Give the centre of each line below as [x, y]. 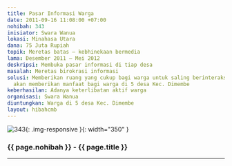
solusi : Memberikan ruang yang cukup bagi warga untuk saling [98, 77]
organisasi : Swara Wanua [43, 97]
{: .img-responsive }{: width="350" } [77, 129]
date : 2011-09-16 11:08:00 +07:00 [57, 20]
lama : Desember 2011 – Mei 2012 [54, 59]
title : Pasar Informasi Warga [51, 13]
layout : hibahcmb [32, 110]
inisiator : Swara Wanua [41, 33]
